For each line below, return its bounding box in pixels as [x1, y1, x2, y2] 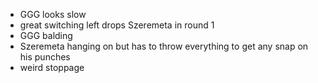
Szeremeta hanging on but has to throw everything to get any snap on [19, 40, 309, 52]
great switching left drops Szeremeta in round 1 [19, 19, 215, 31]
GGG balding [19, 30, 73, 41]
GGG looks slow [19, 9, 87, 20]
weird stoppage [19, 62, 85, 73]
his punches [19, 51, 71, 63]
